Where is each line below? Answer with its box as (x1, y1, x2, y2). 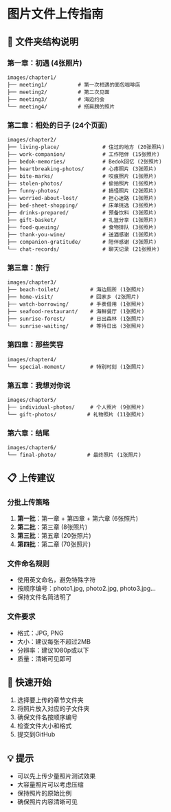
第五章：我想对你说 (7, 381, 71, 390)
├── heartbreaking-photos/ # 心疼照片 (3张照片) (7, 166, 157, 172)
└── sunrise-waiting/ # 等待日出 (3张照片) (7, 323, 145, 330)
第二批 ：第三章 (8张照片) (16, 523, 88, 531)
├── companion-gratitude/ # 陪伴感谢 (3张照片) (7, 238, 157, 246)
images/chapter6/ (7, 444, 57, 451)
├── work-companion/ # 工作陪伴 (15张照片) (7, 151, 160, 158)
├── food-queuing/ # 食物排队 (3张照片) (7, 224, 157, 231)
